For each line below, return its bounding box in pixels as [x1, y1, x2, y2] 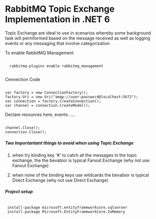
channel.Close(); [5, 125, 40, 130]
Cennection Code [5, 76, 40, 82]
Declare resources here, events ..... [5, 111, 76, 117]
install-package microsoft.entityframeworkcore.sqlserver [7, 205, 128, 210]
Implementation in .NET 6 [5, 14, 110, 25]
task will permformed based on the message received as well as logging [5, 35, 150, 41]
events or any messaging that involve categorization [5, 40, 110, 46]
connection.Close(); [5, 130, 47, 134]
